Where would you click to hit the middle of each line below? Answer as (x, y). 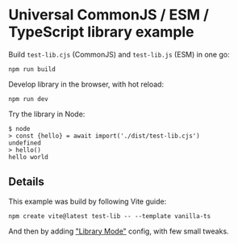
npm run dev (28, 99)
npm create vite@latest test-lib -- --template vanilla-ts (110, 216)
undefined (25, 143)
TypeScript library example (102, 32)
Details (26, 182)
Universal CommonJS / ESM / (109, 15)
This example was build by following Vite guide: (88, 201)
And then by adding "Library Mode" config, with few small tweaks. (119, 231)
